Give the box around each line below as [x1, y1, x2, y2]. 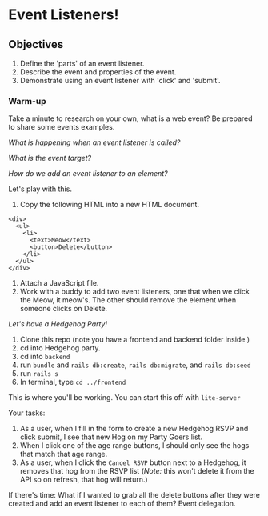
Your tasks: [8, 408, 46, 418]
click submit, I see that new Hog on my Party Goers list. [19, 432, 202, 442]
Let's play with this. [8, 184, 72, 194]
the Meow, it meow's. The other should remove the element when [19, 295, 237, 305]
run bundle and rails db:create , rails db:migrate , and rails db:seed [19, 360, 251, 370]
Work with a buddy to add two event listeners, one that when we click [19, 286, 250, 297]
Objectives [8, 38, 64, 51]
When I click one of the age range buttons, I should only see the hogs [19, 441, 250, 450]
